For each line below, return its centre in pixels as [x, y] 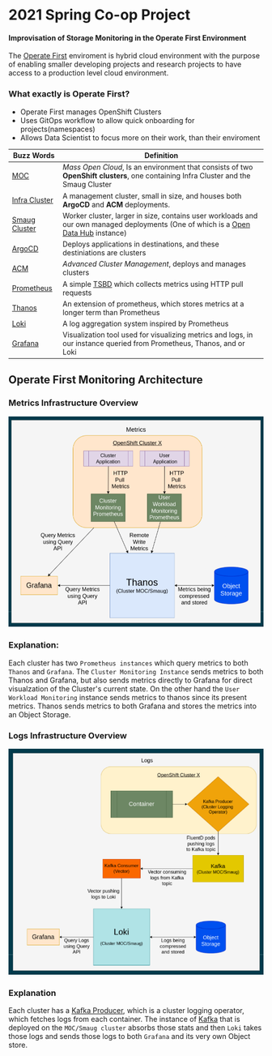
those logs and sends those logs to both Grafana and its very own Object [130, 1037]
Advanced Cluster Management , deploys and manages [155, 264]
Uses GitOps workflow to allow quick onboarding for [107, 120]
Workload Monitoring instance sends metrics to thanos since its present [127, 697]
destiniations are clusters [104, 253]
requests [77, 293]
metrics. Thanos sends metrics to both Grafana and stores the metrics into [133, 706]
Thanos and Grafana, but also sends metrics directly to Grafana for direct [130, 680]
